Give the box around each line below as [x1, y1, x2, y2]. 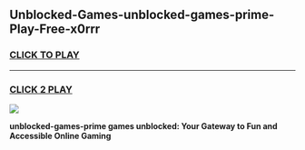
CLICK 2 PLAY [9, 83, 73, 95]
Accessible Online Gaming [9, 130, 112, 141]
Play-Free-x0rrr [9, 22, 101, 37]
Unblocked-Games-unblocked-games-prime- [9, 7, 275, 23]
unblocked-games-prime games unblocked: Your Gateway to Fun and [9, 120, 279, 131]
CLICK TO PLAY [9, 49, 80, 62]
